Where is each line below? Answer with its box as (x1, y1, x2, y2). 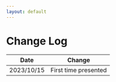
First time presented (50, 66, 107, 74)
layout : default (6, 8, 47, 15)
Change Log (6, 34, 68, 48)
